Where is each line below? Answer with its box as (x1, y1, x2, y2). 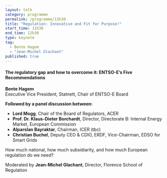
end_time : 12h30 (5, 30, 39, 35)
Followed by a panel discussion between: (5, 100, 93, 106)
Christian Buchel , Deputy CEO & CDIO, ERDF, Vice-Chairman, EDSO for (12, 131, 160, 137)
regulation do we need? (5, 152, 54, 158)
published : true (5, 53, 39, 59)
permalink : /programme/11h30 (5, 16, 66, 21)
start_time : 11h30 (5, 26, 43, 31)
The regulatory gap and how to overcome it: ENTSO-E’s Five (5, 69, 132, 75)
